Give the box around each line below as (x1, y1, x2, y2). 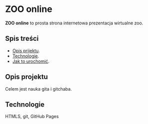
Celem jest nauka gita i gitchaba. (5, 86, 72, 92)
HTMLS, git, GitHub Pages (5, 114, 59, 120)
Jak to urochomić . (12, 58, 50, 64)
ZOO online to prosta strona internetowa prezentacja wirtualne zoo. (5, 20, 144, 26)
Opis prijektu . (12, 47, 40, 53)
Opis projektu (5, 73, 48, 81)
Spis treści (5, 34, 39, 43)
